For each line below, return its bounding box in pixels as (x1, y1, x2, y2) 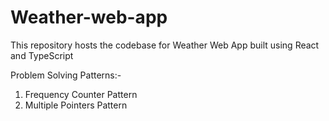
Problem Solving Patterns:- (10, 69, 122, 81)
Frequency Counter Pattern (24, 88, 138, 100)
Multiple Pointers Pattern (24, 99, 128, 111)
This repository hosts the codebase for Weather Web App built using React (10, 39, 320, 51)
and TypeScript (10, 49, 74, 61)
